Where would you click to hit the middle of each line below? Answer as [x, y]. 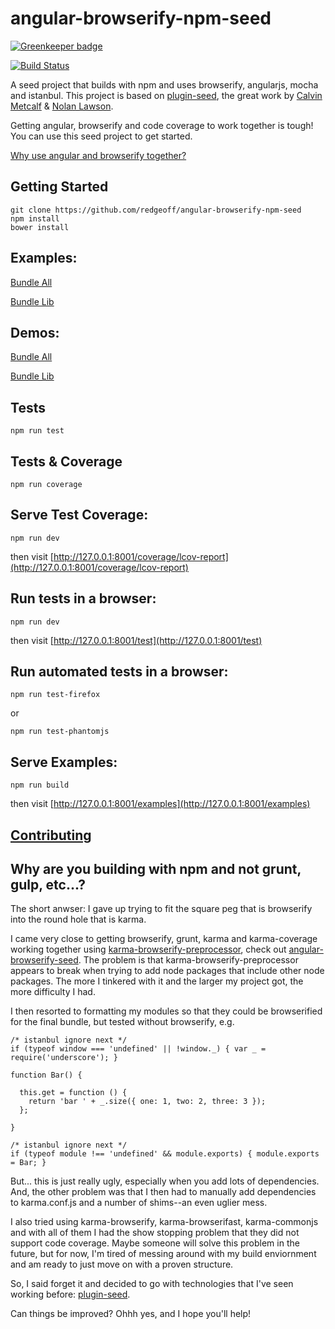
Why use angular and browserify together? [98, 155]
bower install [40, 227]
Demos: [35, 332]
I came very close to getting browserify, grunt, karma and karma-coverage [164, 939]
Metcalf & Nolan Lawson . [62, 106]
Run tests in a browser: [83, 598]
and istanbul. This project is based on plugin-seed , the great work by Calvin [166, 95]
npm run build [40, 785]
